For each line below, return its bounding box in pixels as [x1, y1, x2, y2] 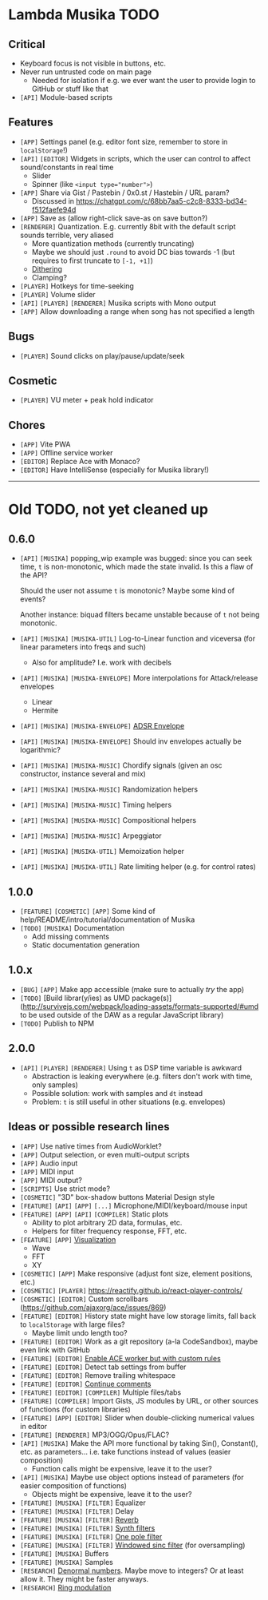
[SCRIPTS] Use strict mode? [19, 1184, 110, 1193]
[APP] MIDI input [19, 1166, 74, 1176]
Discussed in [31, 196, 74, 205]
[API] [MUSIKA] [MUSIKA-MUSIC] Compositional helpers [19, 816, 197, 825]
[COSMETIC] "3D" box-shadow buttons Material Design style [19, 1192, 215, 1201]
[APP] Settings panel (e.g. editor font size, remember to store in [19, 137, 228, 146]
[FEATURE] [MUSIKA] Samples [19, 1557, 114, 1566]
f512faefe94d [31, 204, 77, 214]
